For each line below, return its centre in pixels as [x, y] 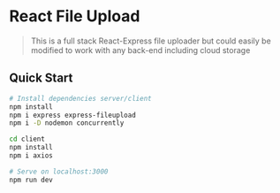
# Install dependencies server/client [80, 98]
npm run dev [31, 180]
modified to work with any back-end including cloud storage [140, 50]
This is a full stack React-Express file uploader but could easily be [151, 41]
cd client [27, 139]
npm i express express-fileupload [73, 115]
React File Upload [75, 16]
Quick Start [41, 78]
